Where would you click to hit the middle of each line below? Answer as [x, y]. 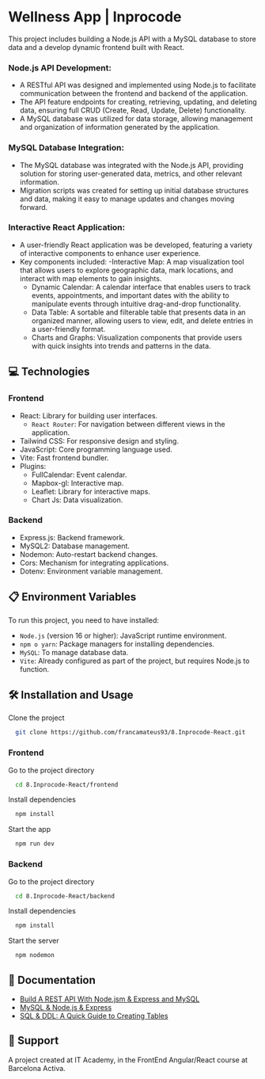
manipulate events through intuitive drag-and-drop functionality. [136, 303]
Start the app [30, 829]
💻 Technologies [49, 372]
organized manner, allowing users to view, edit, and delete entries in [142, 320]
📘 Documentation [52, 980]
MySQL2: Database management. [75, 546]
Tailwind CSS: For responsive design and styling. [99, 440]
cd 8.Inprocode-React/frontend [67, 784]
